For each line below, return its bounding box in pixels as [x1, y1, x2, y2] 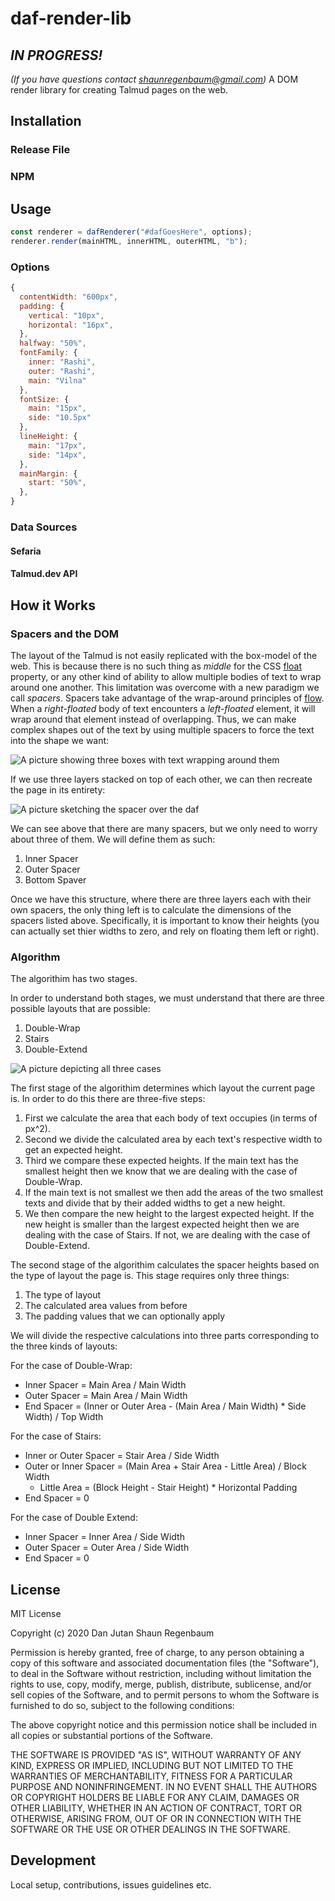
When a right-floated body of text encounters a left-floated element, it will [10, 702, 316, 714]
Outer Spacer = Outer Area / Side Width [24, 1542, 190, 1554]
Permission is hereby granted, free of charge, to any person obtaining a [10, 1647, 305, 1658]
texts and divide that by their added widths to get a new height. [24, 1197, 286, 1209]
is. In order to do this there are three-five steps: [10, 1093, 206, 1105]
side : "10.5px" [28, 413, 92, 423]
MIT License [10, 1608, 62, 1619]
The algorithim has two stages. [10, 973, 138, 985]
